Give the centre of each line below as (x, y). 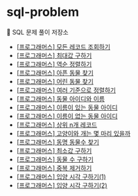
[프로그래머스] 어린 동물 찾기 (55, 81)
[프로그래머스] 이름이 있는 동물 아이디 (67, 107)
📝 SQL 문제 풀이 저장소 (37, 32)
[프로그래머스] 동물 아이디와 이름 (61, 98)
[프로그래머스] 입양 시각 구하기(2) (62, 185)
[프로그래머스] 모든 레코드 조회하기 (63, 46)
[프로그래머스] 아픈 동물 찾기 (55, 73)
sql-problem (43, 12)
